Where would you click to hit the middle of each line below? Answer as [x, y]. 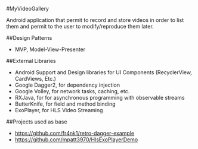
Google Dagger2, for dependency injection [67, 85]
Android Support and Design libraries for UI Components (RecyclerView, [103, 72]
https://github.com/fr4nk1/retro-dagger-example [75, 133]
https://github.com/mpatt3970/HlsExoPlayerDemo [76, 140]
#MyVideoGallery [28, 9]
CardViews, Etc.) [35, 79]
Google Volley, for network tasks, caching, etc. [72, 91]
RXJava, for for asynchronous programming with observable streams [100, 98]
